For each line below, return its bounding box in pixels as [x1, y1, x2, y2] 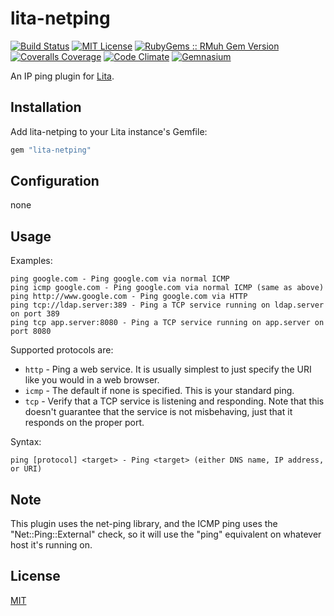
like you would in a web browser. [24, 374, 160, 386]
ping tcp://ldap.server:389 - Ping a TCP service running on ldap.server [10, 300, 325, 311]
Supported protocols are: [10, 344, 114, 356]
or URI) [10, 464, 43, 474]
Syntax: [10, 436, 42, 448]
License [10, 568, 61, 585]
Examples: [10, 255, 53, 267]
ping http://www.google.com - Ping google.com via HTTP [10, 292, 248, 302]
